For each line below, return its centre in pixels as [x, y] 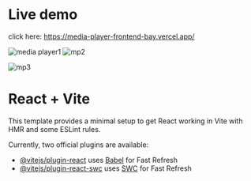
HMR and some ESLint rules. [54, 129]
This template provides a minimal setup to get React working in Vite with [126, 121]
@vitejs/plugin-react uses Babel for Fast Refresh [99, 160]
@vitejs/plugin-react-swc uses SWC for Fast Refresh [105, 168]
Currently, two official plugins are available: [79, 145]
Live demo [43, 15]
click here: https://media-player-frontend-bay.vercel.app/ [101, 36]
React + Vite [49, 99]
